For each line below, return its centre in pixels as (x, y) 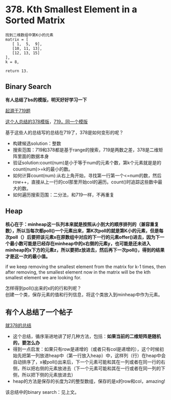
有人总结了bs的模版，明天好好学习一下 (46, 100)
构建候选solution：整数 (37, 143)
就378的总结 (18, 326)
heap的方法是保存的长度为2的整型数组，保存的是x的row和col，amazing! (89, 382)
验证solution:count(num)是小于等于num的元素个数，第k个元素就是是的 (87, 162)
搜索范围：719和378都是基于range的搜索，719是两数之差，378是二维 (85, 149)
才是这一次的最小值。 (28, 256)
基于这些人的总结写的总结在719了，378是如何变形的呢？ (65, 132)
